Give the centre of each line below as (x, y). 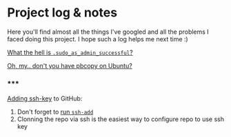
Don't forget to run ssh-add (55, 112)
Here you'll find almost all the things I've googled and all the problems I (108, 32)
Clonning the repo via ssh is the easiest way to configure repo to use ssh (120, 119)
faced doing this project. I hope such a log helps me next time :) (98, 39)
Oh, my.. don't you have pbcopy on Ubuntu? (70, 65)
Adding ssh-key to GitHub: (45, 98)
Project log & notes (62, 13)
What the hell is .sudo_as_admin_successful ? (70, 52)
